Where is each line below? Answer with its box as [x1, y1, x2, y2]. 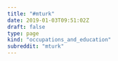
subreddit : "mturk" [7, 43, 65, 50]
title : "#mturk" [7, 10, 55, 18]
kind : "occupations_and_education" [7, 36, 112, 43]
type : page [7, 29, 39, 37]
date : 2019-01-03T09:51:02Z [7, 17, 90, 24]
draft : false [7, 23, 46, 30]
